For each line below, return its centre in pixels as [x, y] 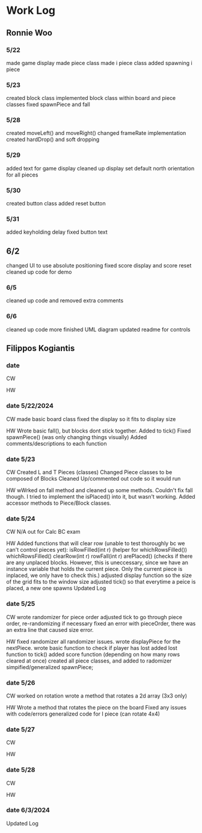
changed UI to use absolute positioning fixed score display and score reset [99, 266]
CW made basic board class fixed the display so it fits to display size [91, 419]
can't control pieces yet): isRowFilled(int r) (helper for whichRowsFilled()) [97, 550]
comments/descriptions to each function [57, 443]
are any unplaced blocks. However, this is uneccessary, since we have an [97, 563]
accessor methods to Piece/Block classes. [59, 503]
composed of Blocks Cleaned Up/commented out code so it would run [93, 479]
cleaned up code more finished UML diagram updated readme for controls [98, 329]
